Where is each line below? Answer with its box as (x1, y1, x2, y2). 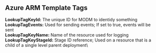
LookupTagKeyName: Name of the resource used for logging (5, 32, 129, 38)
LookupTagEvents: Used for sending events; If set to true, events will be (5, 22, 151, 27)
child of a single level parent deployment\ (5, 42, 88, 48)
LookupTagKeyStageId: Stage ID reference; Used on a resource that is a (5, 37, 152, 43)
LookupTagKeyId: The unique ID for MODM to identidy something (5, 16, 137, 22)
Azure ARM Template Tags (5, 4, 88, 12)
